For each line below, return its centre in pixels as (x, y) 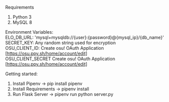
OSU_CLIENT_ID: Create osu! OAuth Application (55, 48)
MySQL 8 (22, 22)
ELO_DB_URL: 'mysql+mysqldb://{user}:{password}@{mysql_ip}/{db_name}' (85, 37)
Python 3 (22, 17)
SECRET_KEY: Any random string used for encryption (61, 43)
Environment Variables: (29, 32)
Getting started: (21, 74)
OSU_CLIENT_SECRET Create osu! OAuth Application (60, 59)
